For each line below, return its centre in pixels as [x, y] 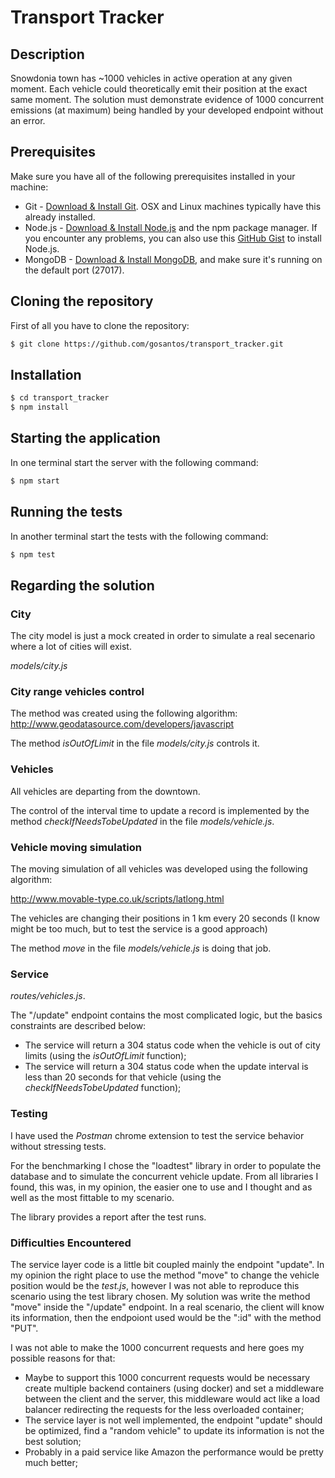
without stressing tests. [58, 1146]
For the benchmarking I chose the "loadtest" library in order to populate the [166, 1165]
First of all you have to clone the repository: [100, 325]
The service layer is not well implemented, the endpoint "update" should [173, 1420]
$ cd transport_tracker [60, 398]
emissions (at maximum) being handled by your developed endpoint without [167, 110]
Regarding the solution [82, 585]
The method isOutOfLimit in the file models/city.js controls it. [135, 743]
